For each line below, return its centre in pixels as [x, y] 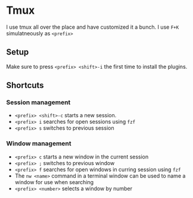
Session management [38, 102]
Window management [39, 144]
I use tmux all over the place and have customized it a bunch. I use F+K [93, 27]
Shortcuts [25, 85]
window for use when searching [54, 182]
